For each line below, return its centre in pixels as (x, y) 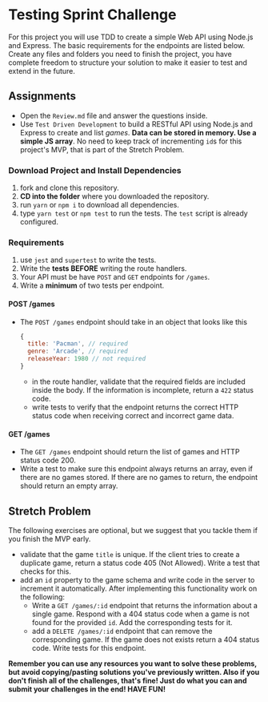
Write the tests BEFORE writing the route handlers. (103, 268)
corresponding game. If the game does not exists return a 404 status (146, 639)
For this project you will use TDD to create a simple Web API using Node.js (131, 37)
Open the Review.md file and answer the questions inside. (114, 115)
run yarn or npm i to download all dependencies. (100, 205)
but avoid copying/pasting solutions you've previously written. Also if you (134, 672)
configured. (39, 222)
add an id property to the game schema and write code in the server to (137, 579)
